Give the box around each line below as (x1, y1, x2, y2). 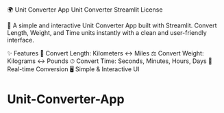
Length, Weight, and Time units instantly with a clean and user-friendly (7, 29, 207, 36)
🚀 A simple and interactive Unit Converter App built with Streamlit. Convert (7, 21, 217, 29)
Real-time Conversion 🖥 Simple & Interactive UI (7, 65, 140, 73)
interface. (7, 36, 34, 44)
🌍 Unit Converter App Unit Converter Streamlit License (7, 5, 163, 14)
